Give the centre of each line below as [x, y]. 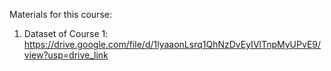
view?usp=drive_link [66, 55]
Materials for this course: [60, 14]
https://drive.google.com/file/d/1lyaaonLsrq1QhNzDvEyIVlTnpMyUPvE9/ [172, 44]
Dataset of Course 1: [66, 33]
